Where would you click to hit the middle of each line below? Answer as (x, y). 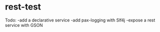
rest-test (23, 7)
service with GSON (24, 25)
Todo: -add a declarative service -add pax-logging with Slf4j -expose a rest (80, 20)
